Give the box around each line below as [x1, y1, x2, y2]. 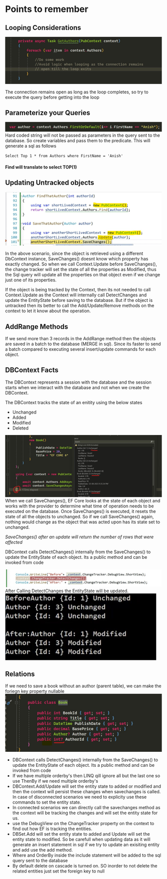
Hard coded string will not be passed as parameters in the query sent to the [5, 132, 160, 138]
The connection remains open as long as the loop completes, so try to [5, 89, 149, 95]
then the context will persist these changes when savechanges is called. [12, 788, 161, 794]
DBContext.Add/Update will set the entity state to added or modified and [12, 783, 162, 789]
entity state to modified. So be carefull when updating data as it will [12, 836, 151, 842]
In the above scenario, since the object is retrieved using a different [5, 250, 143, 256]
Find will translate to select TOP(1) [5, 164, 77, 170]
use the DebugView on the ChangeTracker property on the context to [12, 820, 155, 826]
